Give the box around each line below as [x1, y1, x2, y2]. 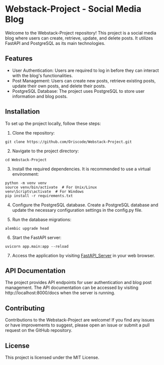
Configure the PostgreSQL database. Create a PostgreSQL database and [12, 202, 159, 208]
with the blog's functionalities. [12, 72, 73, 79]
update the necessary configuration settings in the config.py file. [12, 207, 143, 213]
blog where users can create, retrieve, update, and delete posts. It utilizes [5, 35, 153, 41]
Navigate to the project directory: [12, 148, 79, 154]
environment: [12, 171, 39, 177]
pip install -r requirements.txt [5, 193, 73, 198]
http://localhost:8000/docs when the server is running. [5, 290, 116, 296]
